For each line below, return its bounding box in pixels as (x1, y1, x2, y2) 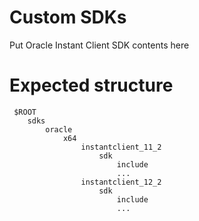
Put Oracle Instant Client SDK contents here (9, 39, 190, 51)
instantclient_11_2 (80, 142, 162, 152)
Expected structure (9, 74, 174, 97)
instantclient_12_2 (80, 177, 162, 187)
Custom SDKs (9, 6, 127, 29)
